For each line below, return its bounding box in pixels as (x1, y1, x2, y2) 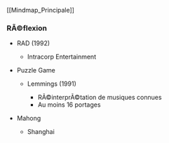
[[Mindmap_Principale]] (6, 6, 75, 14)
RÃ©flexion (6, 23, 47, 33)
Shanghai (27, 128, 55, 136)
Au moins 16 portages (37, 100, 101, 109)
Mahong (16, 114, 41, 123)
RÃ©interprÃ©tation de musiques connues (37, 93, 162, 102)
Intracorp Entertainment (27, 52, 96, 61)
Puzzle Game (16, 66, 55, 75)
